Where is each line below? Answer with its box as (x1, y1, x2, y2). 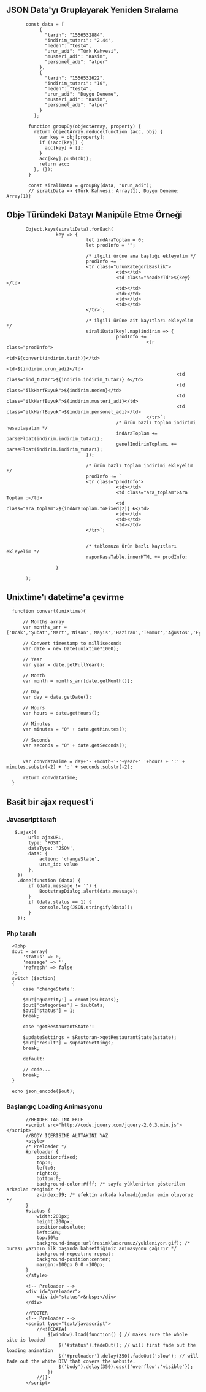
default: (22, 1056, 45, 1062)
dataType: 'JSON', (28, 846, 75, 852)
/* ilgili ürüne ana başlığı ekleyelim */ (85, 253, 196, 259)
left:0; (36, 1165, 56, 1171)
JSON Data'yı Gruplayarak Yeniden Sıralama (6, 5, 179, 15)
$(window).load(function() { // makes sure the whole (47, 1331, 188, 1337)
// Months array (22, 619, 64, 625)
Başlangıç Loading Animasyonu (6, 1102, 103, 1111)
